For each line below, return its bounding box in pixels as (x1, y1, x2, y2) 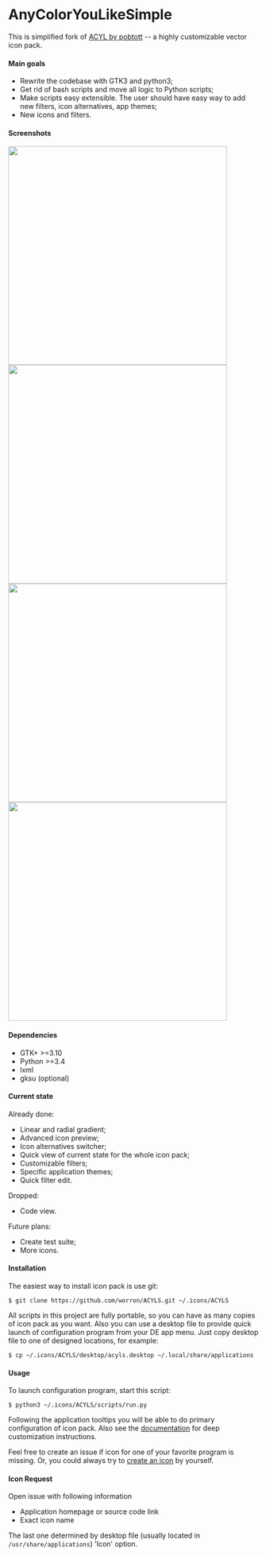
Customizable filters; (19, 1158, 88, 1168)
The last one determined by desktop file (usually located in (8, 1531, 201, 1540)
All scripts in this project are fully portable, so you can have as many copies (8, 1310, 256, 1320)
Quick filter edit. (19, 1175, 73, 1185)
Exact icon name (19, 1515, 75, 1525)
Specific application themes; (19, 1166, 114, 1176)
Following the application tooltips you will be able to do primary (8, 1415, 215, 1425)
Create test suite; (19, 1236, 77, 1246)
